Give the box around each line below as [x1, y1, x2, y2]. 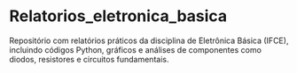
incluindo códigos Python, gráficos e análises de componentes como [9, 44, 262, 55]
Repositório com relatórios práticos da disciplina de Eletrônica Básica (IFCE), [9, 35, 289, 46]
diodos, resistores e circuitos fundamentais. [9, 54, 169, 64]
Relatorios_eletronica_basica [9, 6, 228, 26]
